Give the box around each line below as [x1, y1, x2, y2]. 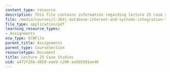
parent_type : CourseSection [5, 45, 65, 50]
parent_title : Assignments [5, 41, 63, 46]
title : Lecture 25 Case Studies [5, 54, 74, 60]
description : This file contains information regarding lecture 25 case [5, 12, 163, 17]
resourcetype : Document [5, 50, 56, 55]
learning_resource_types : [5, 26, 60, 31]
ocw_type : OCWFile [5, 36, 44, 41]
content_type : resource [5, 7, 56, 13]
